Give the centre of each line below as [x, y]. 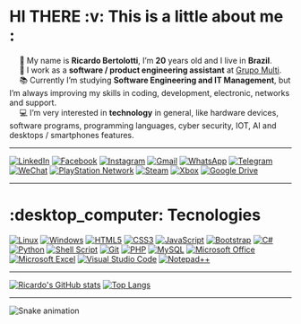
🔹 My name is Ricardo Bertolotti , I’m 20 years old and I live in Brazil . [146, 60]
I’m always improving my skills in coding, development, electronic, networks [150, 92]
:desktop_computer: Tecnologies [135, 215]
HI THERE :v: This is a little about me [146, 17]
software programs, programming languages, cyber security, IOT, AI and [143, 125]
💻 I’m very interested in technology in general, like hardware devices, [149, 112]
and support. [33, 102]
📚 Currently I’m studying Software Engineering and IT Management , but [155, 80]
